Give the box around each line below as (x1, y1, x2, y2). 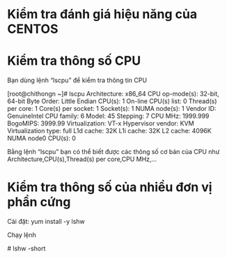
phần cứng (7, 195, 71, 210)
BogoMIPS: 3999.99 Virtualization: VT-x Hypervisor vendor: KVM (7, 119, 194, 128)
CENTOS (7, 21, 58, 37)
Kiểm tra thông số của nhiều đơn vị (7, 179, 212, 195)
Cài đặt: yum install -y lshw (7, 218, 85, 226)
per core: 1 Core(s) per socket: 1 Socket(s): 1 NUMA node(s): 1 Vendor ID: (7, 105, 217, 113)
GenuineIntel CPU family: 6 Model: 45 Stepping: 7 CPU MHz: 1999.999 (7, 112, 210, 121)
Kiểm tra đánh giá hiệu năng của (7, 6, 197, 22)
